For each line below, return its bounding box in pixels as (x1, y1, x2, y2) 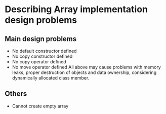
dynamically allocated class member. (12, 75, 90, 81)
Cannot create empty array (12, 103, 69, 109)
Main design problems (5, 34, 77, 43)
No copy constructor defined (12, 53, 73, 59)
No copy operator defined (12, 59, 66, 64)
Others (5, 90, 27, 98)
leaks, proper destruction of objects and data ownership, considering (12, 69, 157, 75)
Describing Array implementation (5, 4, 148, 15)
